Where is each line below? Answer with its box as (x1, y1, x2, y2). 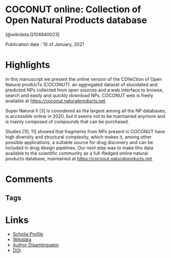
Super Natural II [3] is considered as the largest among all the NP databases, (5, 107, 166, 113)
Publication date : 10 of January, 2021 (5, 41, 84, 47)
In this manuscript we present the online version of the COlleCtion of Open (5, 76, 162, 82)
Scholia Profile (12, 231, 43, 237)
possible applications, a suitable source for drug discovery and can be (5, 139, 153, 145)
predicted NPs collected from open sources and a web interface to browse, (5, 87, 164, 93)
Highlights (5, 59, 50, 71)
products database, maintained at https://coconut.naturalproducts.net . (5, 155, 154, 161)
